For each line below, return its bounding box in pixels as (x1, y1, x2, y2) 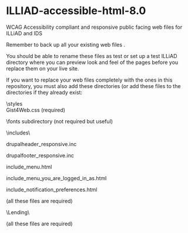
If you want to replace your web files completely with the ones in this (6, 76, 173, 83)
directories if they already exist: (6, 89, 83, 96)
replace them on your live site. (6, 65, 79, 72)
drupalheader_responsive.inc (6, 140, 77, 147)
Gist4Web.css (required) (6, 106, 66, 113)
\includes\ (6, 129, 31, 136)
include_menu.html (6, 163, 52, 170)
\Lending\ (6, 208, 30, 215)
